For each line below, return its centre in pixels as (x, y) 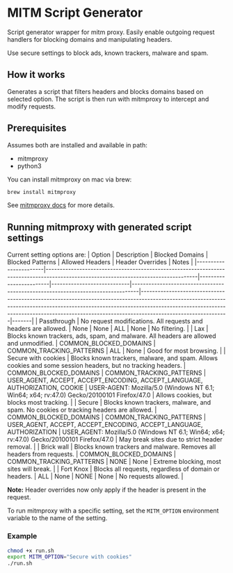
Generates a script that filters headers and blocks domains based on (105, 91)
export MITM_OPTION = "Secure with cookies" (70, 557)
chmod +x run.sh (31, 551)
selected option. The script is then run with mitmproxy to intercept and (108, 99)
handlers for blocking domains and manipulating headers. (90, 39)
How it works (36, 75)
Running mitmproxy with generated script (99, 227)
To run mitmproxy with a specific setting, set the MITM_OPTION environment (113, 511)
